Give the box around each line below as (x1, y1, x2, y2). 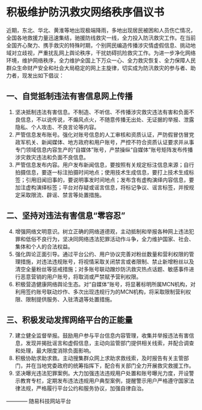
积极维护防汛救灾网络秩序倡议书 (6, 5, 165, 19)
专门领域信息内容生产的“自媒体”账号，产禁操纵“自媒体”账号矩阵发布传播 (14, 146, 194, 153)
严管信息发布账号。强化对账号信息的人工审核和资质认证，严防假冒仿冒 (14, 131, 189, 138)
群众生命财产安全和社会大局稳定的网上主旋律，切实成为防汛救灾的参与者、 (6, 64, 191, 71)
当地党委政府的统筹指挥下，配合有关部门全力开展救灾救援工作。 (35, 362, 194, 370)
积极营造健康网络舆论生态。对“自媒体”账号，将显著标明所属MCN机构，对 (14, 280, 196, 288)
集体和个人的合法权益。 (14, 242, 73, 250)
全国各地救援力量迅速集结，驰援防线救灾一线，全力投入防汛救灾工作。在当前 (6, 34, 196, 41)
